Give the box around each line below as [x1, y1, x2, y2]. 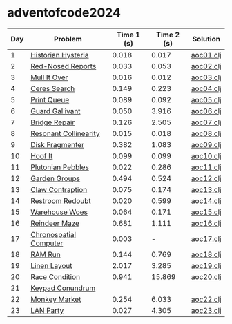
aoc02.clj [191, 61, 222, 70]
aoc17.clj [191, 234, 222, 243]
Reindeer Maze [30, 218, 80, 228]
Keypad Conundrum [30, 283, 96, 293]
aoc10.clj [191, 151, 222, 160]
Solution [192, 34, 221, 44]
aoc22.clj [191, 294, 222, 304]
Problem [54, 34, 83, 44]
